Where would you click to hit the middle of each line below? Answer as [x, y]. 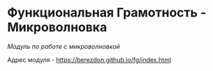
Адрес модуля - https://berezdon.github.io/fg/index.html [89, 59]
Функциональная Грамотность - [107, 13]
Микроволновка [57, 27]
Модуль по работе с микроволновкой [64, 46]
